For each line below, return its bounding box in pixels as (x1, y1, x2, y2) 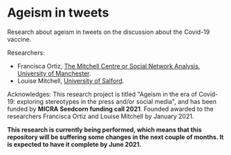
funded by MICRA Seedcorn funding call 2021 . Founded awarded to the (7, 104, 214, 113)
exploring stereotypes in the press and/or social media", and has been (17, 97, 216, 105)
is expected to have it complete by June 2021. (7, 140, 142, 148)
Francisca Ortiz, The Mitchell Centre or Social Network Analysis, (17, 62, 201, 70)
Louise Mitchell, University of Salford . (17, 76, 124, 84)
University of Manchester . (17, 69, 91, 77)
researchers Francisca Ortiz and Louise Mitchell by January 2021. (7, 112, 194, 120)
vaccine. (7, 35, 32, 43)
